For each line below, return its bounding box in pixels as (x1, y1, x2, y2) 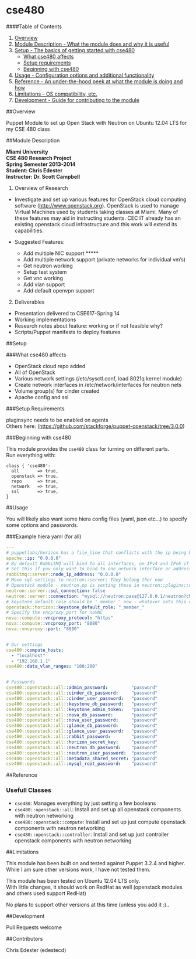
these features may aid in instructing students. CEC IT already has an (14, 215, 181, 222)
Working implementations (14, 316, 76, 323)
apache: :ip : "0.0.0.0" (6, 555, 61, 561)
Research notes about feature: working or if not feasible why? (14, 322, 163, 329)
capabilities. (14, 227, 44, 234)
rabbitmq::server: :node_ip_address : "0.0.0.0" (6, 572, 121, 577)
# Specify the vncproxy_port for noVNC (6, 610, 103, 615)
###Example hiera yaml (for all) (6, 533, 82, 540)
